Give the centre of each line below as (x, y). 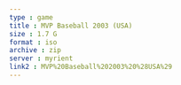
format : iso (33, 42)
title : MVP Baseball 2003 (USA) (71, 26)
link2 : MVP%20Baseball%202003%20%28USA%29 (91, 67)
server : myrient (41, 58)
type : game (31, 17)
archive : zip (35, 50)
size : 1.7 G (33, 34)
